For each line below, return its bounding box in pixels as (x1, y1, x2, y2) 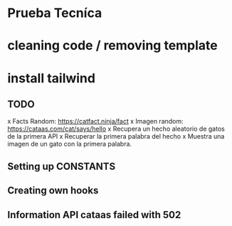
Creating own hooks (7, 185, 99, 197)
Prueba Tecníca (7, 5, 102, 21)
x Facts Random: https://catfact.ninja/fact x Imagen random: (7, 117, 184, 126)
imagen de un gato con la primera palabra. (7, 140, 132, 149)
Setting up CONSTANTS (7, 160, 116, 172)
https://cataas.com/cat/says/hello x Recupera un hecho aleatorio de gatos (7, 124, 226, 133)
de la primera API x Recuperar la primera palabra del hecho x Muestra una (7, 132, 225, 141)
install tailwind (7, 70, 96, 86)
